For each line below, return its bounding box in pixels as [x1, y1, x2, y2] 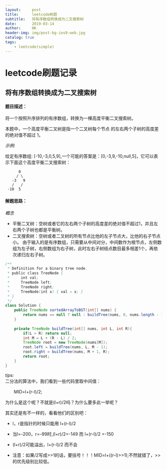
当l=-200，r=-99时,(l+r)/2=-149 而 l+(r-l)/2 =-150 [12, 431, 114, 437]
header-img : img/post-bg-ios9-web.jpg [5, 30, 85, 35]
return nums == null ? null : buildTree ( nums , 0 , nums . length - [23, 312, 159, 317]
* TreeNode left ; [7, 280, 52, 285]
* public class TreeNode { [7, 271, 64, 276]
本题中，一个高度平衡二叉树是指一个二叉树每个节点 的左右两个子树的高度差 [5, 126, 159, 132]
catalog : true [5, 35, 35, 40]
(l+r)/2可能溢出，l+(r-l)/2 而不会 [12, 441, 78, 448]
